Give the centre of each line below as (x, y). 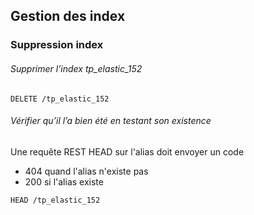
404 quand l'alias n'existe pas (86, 171)
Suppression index (57, 45)
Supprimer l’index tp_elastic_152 (76, 68)
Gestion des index (68, 16)
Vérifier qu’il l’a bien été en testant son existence (111, 121)
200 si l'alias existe (64, 181)
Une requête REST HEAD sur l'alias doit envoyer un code (127, 151)
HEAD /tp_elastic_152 (55, 200)
